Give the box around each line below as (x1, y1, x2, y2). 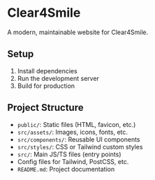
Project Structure (7, 102, 84, 114)
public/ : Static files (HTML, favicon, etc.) (17, 120, 136, 128)
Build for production (17, 82, 75, 90)
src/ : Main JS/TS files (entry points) (17, 150, 121, 158)
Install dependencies (17, 66, 78, 75)
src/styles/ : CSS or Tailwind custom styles (17, 142, 143, 151)
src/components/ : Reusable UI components (17, 135, 140, 144)
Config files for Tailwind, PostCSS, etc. (17, 157, 129, 165)
